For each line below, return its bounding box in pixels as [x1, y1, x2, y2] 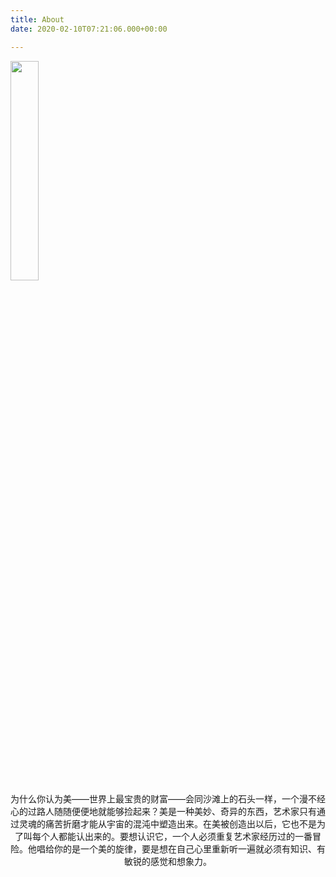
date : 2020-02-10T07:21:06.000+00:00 [10, 24, 168, 34]
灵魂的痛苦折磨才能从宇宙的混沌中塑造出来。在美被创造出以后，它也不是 [18, 817, 317, 830]
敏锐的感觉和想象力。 [124, 855, 212, 867]
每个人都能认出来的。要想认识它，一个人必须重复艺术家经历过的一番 [31, 830, 313, 842]
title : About [10, 14, 65, 25]
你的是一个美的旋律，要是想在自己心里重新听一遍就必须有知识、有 [53, 842, 326, 855]
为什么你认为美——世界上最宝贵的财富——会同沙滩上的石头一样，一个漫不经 [10, 792, 326, 805]
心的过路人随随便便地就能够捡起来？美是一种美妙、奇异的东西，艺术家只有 [10, 805, 317, 817]
